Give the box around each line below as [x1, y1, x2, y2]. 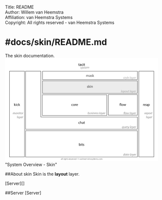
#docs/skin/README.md [5, 36, 107, 48]
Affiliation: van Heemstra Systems [5, 15, 73, 20]
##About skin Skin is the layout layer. [5, 171, 80, 177]
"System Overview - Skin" [5, 162, 57, 167]
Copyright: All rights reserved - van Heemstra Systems [5, 19, 115, 25]
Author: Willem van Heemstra [5, 9, 64, 15]
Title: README [5, 4, 34, 10]
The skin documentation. [5, 53, 55, 58]
